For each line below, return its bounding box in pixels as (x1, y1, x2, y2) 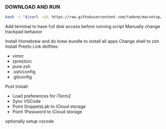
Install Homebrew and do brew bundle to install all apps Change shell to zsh (5, 38, 160, 44)
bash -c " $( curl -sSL (5, 15, 50, 20)
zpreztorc (12, 58, 32, 64)
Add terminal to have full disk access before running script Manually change (5, 24, 161, 30)
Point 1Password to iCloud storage (12, 109, 83, 115)
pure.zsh (12, 64, 31, 69)
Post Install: (5, 84, 29, 90)
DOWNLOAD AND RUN (5, 3, 60, 10)
